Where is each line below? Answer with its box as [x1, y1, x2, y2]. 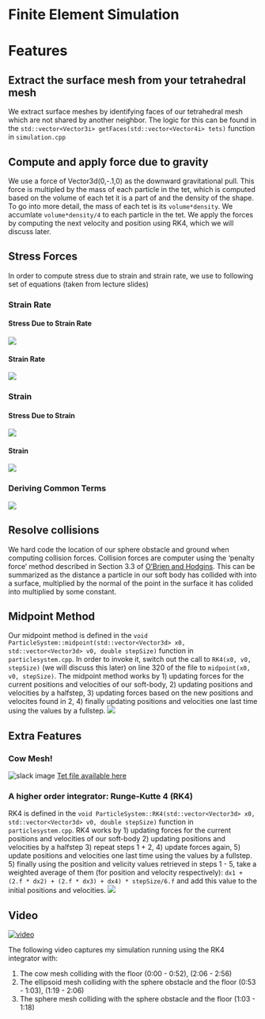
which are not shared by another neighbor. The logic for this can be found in [8, 115, 257, 125]
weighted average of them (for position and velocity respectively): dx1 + [8, 867, 243, 878]
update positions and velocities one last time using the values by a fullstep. [8, 851, 253, 860]
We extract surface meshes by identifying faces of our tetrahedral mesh [8, 107, 244, 117]
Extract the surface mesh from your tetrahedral [8, 73, 247, 87]
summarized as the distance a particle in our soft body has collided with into [8, 570, 257, 579]
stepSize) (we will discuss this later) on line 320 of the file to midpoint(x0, [8, 663, 251, 672]
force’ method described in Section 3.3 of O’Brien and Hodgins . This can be [8, 561, 256, 571]
